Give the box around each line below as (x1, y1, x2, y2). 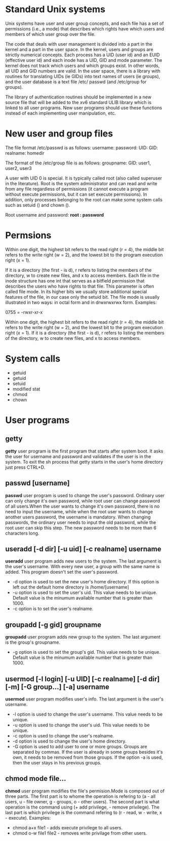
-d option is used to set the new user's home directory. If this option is (12, 579, 159, 585)
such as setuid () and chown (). (5, 202, 70, 208)
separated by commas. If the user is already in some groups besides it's (12, 749, 163, 755)
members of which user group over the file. (5, 31, 96, 37)
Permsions (5, 230, 52, 241)
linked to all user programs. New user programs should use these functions (5, 104, 162, 111)
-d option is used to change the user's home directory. (12, 738, 126, 744)
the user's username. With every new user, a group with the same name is (5, 564, 160, 570)
